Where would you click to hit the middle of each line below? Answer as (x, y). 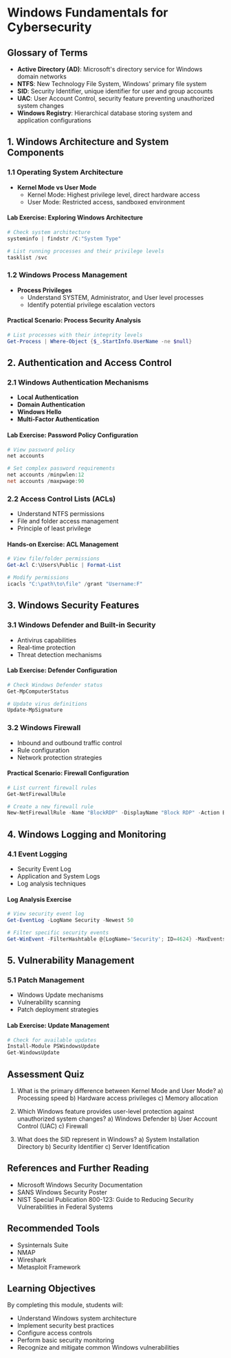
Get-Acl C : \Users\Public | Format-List (64, 565)
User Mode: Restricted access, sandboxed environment (106, 202)
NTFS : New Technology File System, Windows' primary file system (112, 84)
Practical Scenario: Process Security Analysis (74, 321)
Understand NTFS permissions (61, 514)
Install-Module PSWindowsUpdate (53, 1046)
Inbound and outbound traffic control (69, 743)
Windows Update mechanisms (60, 995)
